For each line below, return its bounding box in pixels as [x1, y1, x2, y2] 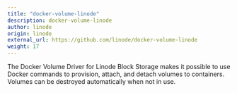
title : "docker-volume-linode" [7, 10, 100, 18]
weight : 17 [7, 43, 40, 50]
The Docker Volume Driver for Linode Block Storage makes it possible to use [7, 63, 231, 70]
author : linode [7, 23, 52, 30]
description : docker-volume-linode [7, 17, 112, 24]
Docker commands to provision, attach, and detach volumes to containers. [7, 70, 225, 78]
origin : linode [7, 30, 52, 37]
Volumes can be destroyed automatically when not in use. [7, 77, 176, 85]
